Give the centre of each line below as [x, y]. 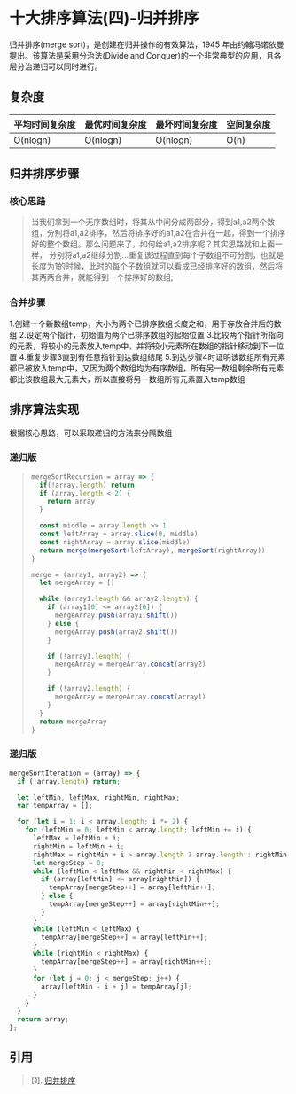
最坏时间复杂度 [187, 124]
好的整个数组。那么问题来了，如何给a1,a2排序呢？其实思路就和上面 [153, 244]
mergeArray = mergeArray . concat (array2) [130, 664]
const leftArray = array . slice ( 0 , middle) [119, 534]
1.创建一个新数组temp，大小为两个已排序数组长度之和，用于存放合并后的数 [145, 324]
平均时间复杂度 [45, 124]
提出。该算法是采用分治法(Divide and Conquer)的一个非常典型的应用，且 [142, 55]
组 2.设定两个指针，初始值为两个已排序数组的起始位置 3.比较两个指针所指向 [146, 334]
